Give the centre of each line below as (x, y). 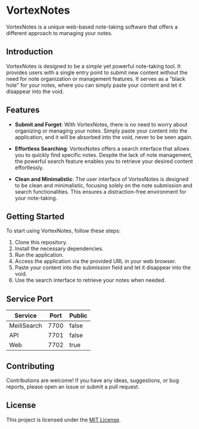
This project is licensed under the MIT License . (64, 419)
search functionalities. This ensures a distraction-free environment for (101, 191)
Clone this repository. (41, 242)
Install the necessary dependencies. (59, 249)
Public (78, 316)
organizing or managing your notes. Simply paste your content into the (101, 131)
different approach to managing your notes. (59, 33)
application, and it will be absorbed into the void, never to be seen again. (104, 137)
